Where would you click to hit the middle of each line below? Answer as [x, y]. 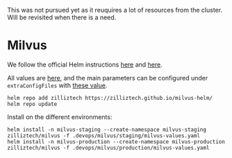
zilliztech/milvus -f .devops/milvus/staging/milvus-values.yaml [103, 135]
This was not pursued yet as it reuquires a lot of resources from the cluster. [115, 10]
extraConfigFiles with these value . [57, 85]
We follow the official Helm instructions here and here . [85, 64]
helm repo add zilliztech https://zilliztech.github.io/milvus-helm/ [110, 98]
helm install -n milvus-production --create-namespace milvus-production [116, 141]
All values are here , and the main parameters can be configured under [108, 78]
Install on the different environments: [60, 116]
